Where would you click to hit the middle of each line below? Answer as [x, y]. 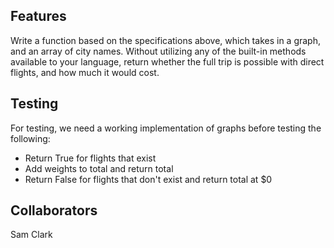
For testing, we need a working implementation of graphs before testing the [166, 128]
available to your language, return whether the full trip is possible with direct [167, 61]
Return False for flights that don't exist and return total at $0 [148, 179]
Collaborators [54, 210]
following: [30, 138]
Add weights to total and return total [99, 168]
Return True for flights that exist [90, 158]
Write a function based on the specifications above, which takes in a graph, [165, 40]
